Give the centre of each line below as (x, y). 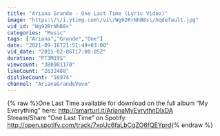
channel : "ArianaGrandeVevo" (49, 84)
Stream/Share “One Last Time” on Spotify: (67, 118)
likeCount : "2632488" (38, 71)
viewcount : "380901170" (41, 65)
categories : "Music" (37, 33)
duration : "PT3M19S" (37, 58)
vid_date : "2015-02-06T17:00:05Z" (57, 52)
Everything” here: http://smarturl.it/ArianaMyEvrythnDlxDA (90, 111)
